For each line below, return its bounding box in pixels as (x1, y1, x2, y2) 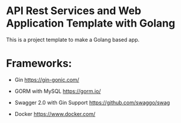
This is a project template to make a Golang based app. (6, 36, 140, 43)
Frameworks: (6, 57, 72, 70)
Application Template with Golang (6, 16, 175, 30)
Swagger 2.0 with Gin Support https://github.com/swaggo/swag (14, 99, 170, 106)
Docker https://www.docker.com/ (14, 110, 96, 117)
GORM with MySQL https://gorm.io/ (14, 87, 101, 95)
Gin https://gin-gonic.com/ (14, 76, 79, 83)
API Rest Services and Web (6, 4, 142, 18)
